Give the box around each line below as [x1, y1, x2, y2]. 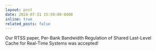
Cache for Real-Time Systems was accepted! [5, 40, 99, 46]
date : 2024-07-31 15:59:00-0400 [5, 12, 73, 17]
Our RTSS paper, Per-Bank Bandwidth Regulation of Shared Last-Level [5, 35, 152, 41]
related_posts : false [5, 21, 51, 26]
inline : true [5, 16, 33, 21]
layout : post [5, 7, 33, 12]
